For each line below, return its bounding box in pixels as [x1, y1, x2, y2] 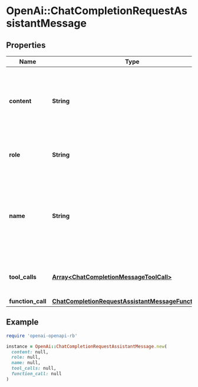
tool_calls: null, [11, 365, 57, 372]
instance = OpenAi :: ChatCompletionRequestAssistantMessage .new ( [6, 343, 167, 349]
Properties [6, 40, 46, 50]
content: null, [11, 349, 49, 355]
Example [6, 317, 39, 328]
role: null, [11, 355, 41, 360]
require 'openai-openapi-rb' [6, 333, 78, 339]
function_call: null [11, 371, 62, 377]
